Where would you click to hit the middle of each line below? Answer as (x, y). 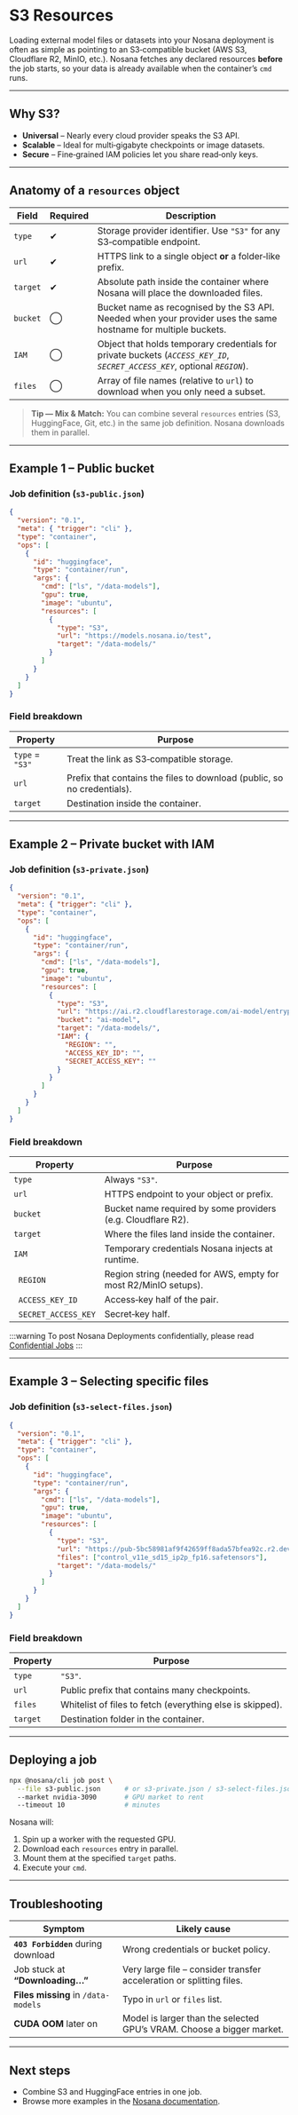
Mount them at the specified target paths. (99, 1858)
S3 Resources (61, 16)
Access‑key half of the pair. (161, 1300)
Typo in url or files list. (173, 2000)
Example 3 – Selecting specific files (109, 1382)
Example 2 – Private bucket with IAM (112, 844)
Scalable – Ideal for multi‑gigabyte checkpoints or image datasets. (143, 145)
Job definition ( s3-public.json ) (77, 494)
